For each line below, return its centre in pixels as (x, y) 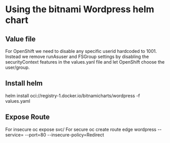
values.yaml (18, 101)
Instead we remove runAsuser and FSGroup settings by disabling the (77, 56)
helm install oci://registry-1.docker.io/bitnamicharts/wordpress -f (73, 96)
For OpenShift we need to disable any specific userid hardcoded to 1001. (81, 51)
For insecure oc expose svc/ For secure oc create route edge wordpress (81, 129)
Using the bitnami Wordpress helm (80, 9)
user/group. (18, 67)
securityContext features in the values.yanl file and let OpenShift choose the (85, 62)
